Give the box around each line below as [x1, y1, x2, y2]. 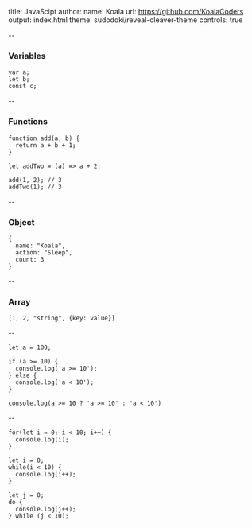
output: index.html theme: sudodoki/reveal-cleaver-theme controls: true [8, 15, 243, 25]
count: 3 [15, 255, 45, 263]
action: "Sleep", [15, 248, 73, 257]
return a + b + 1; [15, 141, 77, 149]
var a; [8, 68, 30, 76]
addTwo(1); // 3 [8, 183, 62, 191]
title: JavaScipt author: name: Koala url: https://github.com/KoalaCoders [8, 7, 244, 16]
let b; [8, 76, 30, 83]
